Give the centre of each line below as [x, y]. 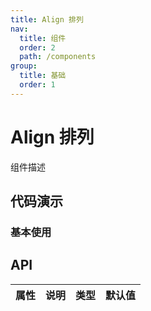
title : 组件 [43, 38]
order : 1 [37, 85]
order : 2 [37, 47]
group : [24, 66]
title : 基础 [43, 76]
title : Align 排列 [47, 19]
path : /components [58, 57]
